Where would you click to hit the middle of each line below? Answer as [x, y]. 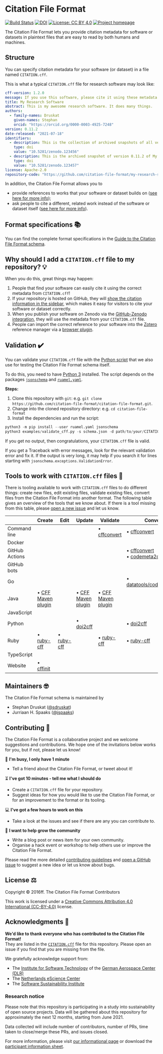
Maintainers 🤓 [27, 686]
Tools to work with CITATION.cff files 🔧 [64, 476]
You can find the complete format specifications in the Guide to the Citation [81, 239]
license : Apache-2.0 [26, 170]
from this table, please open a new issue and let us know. [62, 508]
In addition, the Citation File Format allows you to [54, 184]
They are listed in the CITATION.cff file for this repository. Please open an [78, 944]
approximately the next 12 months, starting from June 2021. [65, 1017]
